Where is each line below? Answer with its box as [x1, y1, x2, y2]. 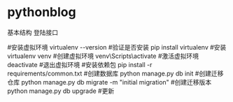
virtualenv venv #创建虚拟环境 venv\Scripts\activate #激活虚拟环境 [7, 52, 199, 60]
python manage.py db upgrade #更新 [7, 87, 115, 95]
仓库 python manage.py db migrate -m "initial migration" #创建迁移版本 [7, 78, 212, 86]
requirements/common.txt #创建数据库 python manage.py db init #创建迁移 [7, 69, 224, 78]
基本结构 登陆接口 [7, 28, 58, 36]
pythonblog [7, 4, 76, 20]
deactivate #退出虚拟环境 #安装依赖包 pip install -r [7, 60, 153, 68]
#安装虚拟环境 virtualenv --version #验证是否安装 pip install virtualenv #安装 [7, 43, 227, 51]
